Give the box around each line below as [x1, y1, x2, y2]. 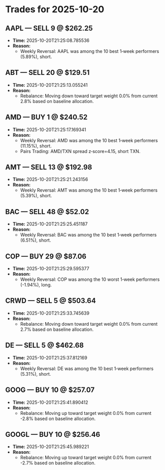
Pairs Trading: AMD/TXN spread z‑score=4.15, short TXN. [20, 148, 141, 154]
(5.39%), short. [20, 193, 52, 199]
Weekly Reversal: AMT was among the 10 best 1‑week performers [20, 187, 158, 193]
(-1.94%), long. [20, 282, 52, 288]
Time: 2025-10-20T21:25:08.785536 [12, 37, 90, 43]
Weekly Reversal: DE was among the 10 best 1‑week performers [20, 365, 154, 372]
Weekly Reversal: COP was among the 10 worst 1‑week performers [20, 276, 160, 282]
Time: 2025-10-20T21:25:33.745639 [12, 310, 90, 316]
